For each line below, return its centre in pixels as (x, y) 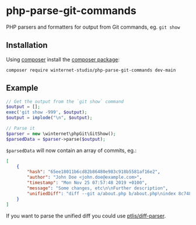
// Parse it (20, 129)
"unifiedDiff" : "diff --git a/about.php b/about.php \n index (101, 193)
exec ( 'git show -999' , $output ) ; (47, 112)
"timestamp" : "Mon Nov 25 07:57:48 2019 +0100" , (87, 183)
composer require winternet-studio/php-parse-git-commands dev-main (91, 70)
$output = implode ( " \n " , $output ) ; (49, 118)
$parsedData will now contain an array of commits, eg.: (71, 150)
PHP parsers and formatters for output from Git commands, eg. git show (93, 27)
